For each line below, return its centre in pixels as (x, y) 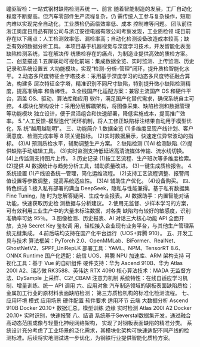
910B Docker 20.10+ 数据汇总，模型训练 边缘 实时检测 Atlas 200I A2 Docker (99, 308)
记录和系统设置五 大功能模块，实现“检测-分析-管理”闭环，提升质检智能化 (96, 69)
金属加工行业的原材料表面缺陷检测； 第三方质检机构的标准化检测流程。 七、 (99, 293)
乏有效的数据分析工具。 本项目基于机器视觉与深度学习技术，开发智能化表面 (99, 46)
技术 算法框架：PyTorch (46, 241)
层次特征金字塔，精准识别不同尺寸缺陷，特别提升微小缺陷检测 (110, 83)
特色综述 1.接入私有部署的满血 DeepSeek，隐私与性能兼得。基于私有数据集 (98, 188)
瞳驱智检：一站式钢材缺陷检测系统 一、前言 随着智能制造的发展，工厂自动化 (99, 9)
